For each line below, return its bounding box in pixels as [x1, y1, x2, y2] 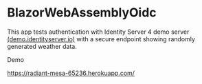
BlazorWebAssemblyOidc [7, 5, 157, 21]
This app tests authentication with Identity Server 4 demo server [7, 28, 190, 36]
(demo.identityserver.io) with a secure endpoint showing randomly [7, 34, 196, 43]
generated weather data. [7, 42, 77, 50]
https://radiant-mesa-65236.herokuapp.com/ [7, 69, 135, 77]
